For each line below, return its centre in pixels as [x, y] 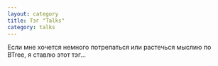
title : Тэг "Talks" [36, 21]
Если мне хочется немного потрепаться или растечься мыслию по [109, 48]
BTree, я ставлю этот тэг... [47, 55]
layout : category [33, 14]
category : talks [31, 27]
